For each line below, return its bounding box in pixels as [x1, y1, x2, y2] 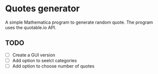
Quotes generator [5, 3, 80, 14]
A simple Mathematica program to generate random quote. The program [5, 19, 153, 25]
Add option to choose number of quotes [12, 63, 94, 69]
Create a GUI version [12, 52, 56, 58]
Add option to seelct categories [12, 57, 77, 63]
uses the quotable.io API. [5, 24, 57, 30]
